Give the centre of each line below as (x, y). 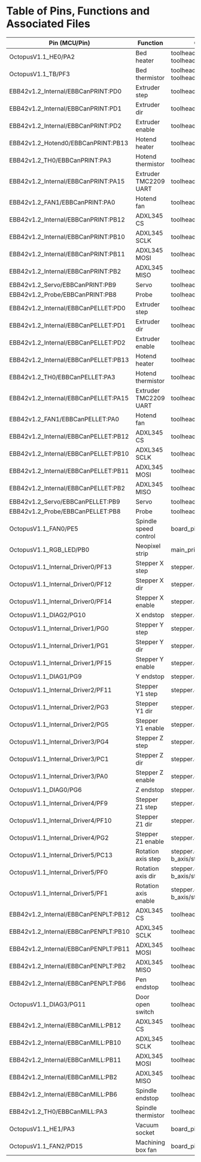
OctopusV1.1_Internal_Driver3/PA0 (59, 776)
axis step (148, 858)
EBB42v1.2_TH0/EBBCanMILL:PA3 (58, 1112)
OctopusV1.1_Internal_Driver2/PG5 (59, 724)
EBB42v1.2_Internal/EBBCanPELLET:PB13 (69, 360)
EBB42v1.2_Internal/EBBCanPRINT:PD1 (65, 108)
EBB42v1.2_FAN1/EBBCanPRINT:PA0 (62, 202)
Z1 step (146, 807)
